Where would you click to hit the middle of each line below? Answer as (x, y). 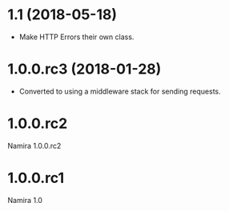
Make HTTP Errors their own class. (76, 37)
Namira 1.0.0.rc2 (34, 145)
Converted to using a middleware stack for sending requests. (120, 91)
